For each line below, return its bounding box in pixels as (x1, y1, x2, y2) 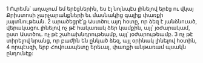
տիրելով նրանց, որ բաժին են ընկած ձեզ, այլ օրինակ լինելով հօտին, (6, 37, 197, 44)
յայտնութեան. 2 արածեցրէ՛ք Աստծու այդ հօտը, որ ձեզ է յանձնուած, (6, 18, 198, 25)
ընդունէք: (6, 50, 34, 56)
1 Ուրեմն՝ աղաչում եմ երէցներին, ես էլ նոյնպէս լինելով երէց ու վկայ (6, 5, 194, 12)
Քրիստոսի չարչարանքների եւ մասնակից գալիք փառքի (6, 11, 164, 19)
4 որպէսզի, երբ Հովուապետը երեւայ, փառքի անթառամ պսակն (6, 43, 187, 50)
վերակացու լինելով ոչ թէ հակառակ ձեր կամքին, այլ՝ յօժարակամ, (6, 24, 190, 31)
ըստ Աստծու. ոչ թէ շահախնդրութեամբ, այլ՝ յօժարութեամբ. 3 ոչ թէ (6, 31, 193, 38)
